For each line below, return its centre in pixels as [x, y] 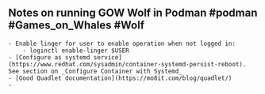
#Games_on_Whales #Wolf [77, 26]
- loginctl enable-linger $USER [76, 51]
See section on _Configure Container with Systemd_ [95, 71]
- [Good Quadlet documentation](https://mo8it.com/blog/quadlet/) [120, 78]
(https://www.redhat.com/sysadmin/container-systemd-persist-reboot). [127, 64]
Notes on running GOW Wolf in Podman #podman [133, 13]
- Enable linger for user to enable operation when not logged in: [122, 43]
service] [108, 57]
